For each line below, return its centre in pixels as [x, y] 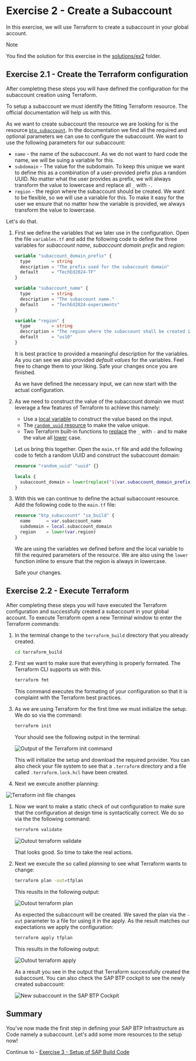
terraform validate [38, 830]
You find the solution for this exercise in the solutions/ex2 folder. [84, 56]
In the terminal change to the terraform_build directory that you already [101, 635]
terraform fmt [32, 680]
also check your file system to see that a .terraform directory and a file [100, 766]
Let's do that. [22, 221]
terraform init [33, 726]
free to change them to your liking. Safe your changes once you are [96, 366]
